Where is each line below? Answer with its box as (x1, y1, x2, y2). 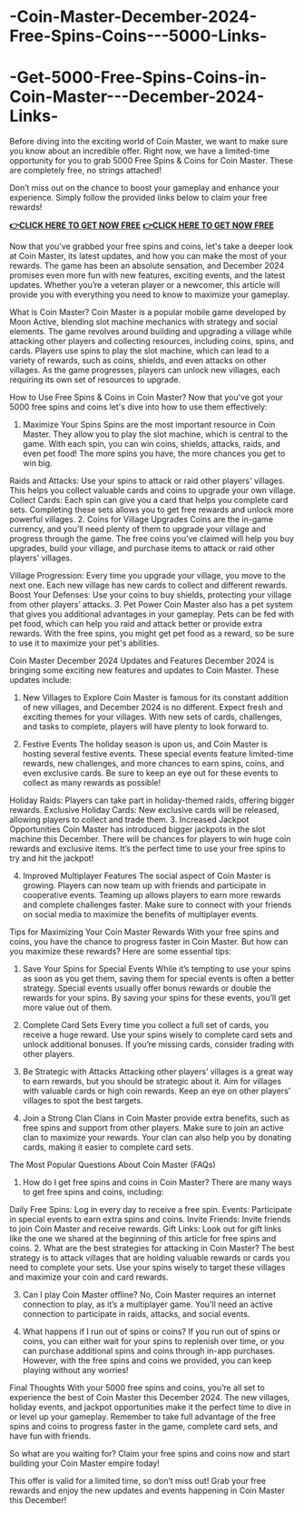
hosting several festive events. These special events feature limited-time (22, 748, 294, 759)
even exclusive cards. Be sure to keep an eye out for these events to (22, 767, 279, 778)
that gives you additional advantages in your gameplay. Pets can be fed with (9, 608, 295, 619)
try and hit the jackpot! (9, 853, 94, 864)
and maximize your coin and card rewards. (9, 1271, 170, 1282)
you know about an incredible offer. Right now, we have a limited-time (9, 145, 270, 156)
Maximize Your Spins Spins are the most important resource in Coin (22, 420, 276, 430)
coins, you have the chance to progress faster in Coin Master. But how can (9, 936, 289, 947)
